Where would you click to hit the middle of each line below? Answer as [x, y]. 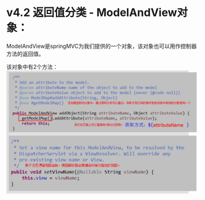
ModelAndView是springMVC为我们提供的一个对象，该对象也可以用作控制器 [102, 46]
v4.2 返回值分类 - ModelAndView [92, 13]
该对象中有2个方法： [32, 67]
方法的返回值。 [25, 53]
